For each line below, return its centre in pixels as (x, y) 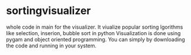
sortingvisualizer (48, 11)
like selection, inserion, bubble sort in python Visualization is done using (93, 33)
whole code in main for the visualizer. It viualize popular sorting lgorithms (95, 27)
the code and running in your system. (51, 46)
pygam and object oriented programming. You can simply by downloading (95, 39)
